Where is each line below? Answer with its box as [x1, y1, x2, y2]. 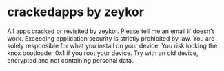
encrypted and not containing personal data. [7, 56, 134, 64]
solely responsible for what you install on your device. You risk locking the [7, 41, 218, 50]
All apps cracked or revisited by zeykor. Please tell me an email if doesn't [7, 27, 214, 35]
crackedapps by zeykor [7, 4, 145, 20]
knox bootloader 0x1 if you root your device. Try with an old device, [7, 49, 198, 57]
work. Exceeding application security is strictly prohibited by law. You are [7, 34, 215, 42]
